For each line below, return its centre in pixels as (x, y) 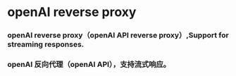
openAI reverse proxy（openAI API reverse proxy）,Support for (118, 36)
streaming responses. (46, 45)
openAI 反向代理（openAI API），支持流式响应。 (89, 65)
